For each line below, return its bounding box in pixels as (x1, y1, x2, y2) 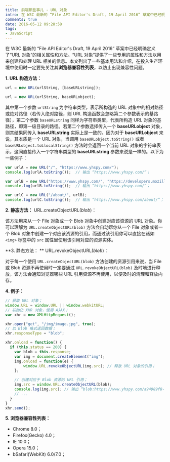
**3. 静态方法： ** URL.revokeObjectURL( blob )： (5, 247, 109, 254)
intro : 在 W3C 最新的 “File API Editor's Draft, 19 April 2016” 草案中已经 (5, 12, 162, 17)
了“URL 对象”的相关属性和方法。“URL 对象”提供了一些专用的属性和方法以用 (5, 52, 162, 58)
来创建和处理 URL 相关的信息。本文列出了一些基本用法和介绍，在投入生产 (5, 58, 158, 64)
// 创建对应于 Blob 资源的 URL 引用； (14, 377, 88, 383)
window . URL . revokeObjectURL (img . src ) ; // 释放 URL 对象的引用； (23, 363, 156, 368)
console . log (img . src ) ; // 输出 (14, 387, 79, 392)
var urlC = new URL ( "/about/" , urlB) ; (5, 193, 87, 198)
